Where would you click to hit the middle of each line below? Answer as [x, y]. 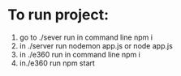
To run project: [58, 15]
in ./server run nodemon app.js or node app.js [96, 45]
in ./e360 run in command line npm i [80, 54]
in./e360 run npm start [57, 63]
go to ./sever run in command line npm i [86, 37]
